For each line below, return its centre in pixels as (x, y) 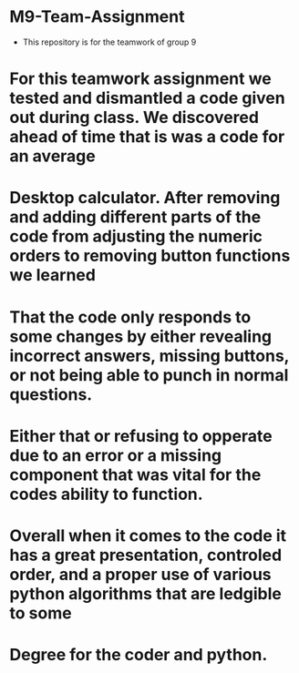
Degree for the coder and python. (139, 655)
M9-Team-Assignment (97, 17)
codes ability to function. (106, 494)
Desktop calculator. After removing (145, 198)
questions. (51, 394)
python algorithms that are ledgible (146, 593)
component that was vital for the (135, 474)
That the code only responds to (130, 317)
